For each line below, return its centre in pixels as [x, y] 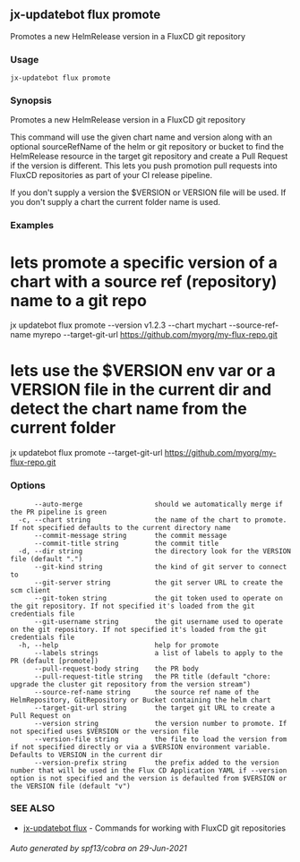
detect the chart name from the [129, 409]
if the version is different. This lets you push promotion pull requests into [144, 166]
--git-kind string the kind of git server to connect [160, 567]
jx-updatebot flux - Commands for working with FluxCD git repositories [154, 828]
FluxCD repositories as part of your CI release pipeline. [111, 175]
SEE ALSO [33, 808]
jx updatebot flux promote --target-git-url [86, 453]
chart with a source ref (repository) [144, 282]
